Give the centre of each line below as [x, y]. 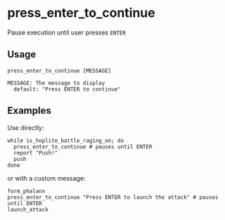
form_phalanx [26, 191]
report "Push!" [36, 153]
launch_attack [28, 209]
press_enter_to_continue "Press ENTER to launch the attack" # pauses [113, 197]
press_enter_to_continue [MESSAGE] [59, 71]
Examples [29, 111]
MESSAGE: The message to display [56, 83]
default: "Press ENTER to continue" [67, 89]
